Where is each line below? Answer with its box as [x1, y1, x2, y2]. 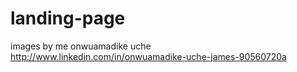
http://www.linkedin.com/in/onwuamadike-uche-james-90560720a [10, 50, 287, 62]
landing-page [10, 7, 126, 30]
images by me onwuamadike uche [10, 40, 152, 52]
